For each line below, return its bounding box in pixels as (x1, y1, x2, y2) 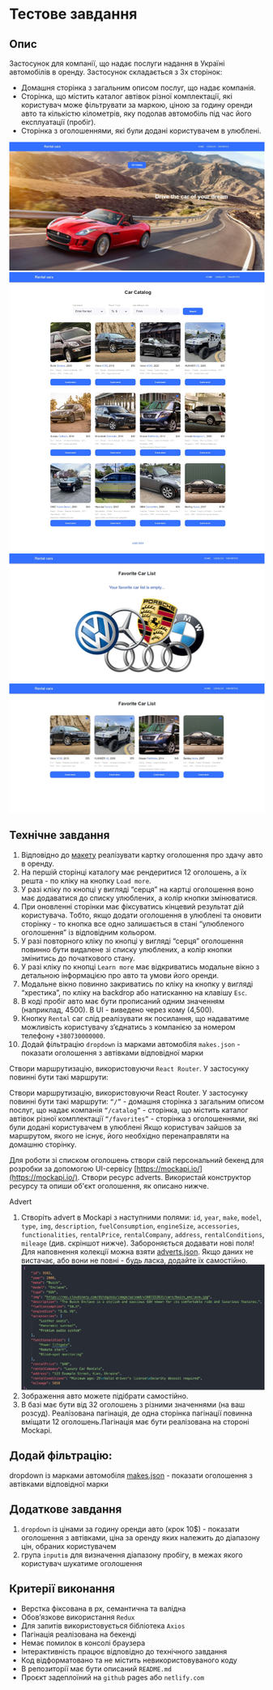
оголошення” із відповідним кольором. (20, 927, 157, 937)
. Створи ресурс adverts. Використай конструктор (77, 1172, 252, 1182)
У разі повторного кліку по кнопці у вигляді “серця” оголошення (20, 936, 244, 946)
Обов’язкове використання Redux (20, 1612, 135, 1622)
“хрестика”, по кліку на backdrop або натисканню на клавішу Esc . (20, 987, 248, 997)
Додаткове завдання (9, 1503, 122, 1517)
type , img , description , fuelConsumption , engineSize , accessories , (20, 1220, 240, 1231)
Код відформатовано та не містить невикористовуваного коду (20, 1655, 237, 1665)
